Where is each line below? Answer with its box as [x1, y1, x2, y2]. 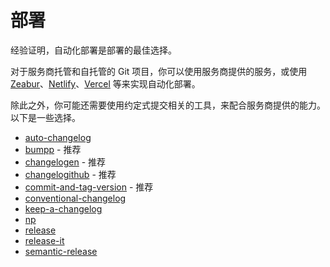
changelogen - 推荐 [24, 156, 107, 168]
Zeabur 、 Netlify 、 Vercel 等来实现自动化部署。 [10, 77, 201, 90]
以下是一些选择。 [10, 111, 81, 123]
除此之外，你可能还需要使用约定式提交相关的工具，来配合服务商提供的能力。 [10, 99, 326, 111]
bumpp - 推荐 [24, 143, 82, 155]
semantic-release [24, 245, 98, 257]
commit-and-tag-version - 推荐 [24, 181, 154, 193]
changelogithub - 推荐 [24, 168, 117, 180]
